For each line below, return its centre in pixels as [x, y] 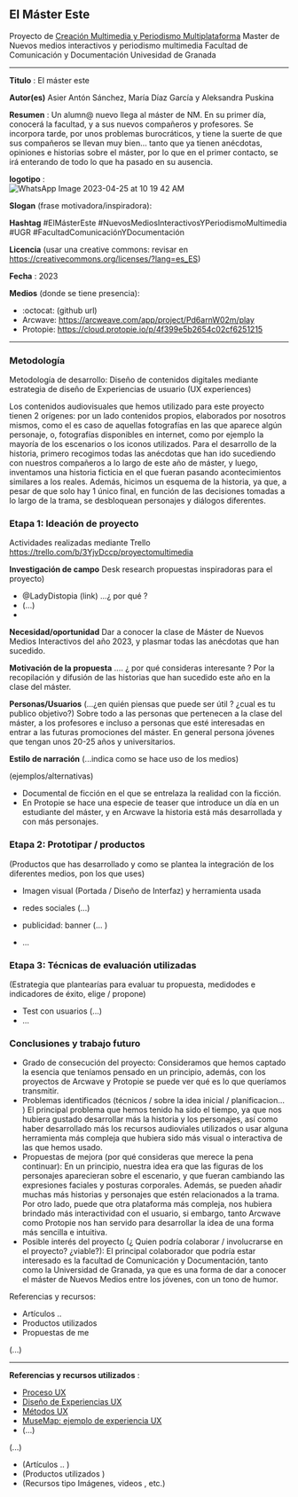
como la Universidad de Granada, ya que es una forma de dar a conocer [154, 1270]
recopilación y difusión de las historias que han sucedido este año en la [140, 678]
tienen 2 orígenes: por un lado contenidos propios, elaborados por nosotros [148, 416]
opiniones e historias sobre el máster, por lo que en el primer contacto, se [144, 152]
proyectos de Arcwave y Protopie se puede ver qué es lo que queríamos [154, 1082]
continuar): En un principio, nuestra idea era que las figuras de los [142, 1166]
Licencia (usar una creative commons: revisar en [99, 249]
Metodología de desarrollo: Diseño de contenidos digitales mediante [134, 380]
